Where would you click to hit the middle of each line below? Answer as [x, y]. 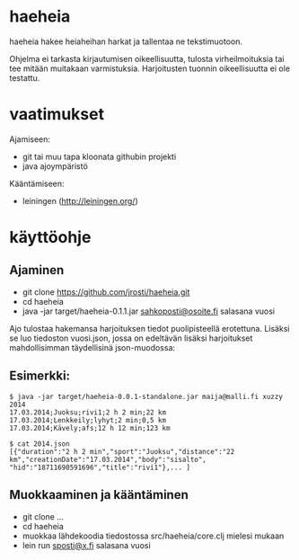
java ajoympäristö [55, 166]
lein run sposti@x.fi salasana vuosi [86, 545]
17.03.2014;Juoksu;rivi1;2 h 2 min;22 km [88, 412]
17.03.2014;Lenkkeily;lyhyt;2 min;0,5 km [88, 420]
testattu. [25, 77]
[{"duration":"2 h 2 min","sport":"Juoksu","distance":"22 [122, 451]
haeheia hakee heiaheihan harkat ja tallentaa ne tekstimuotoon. [126, 41]
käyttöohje [50, 238]
